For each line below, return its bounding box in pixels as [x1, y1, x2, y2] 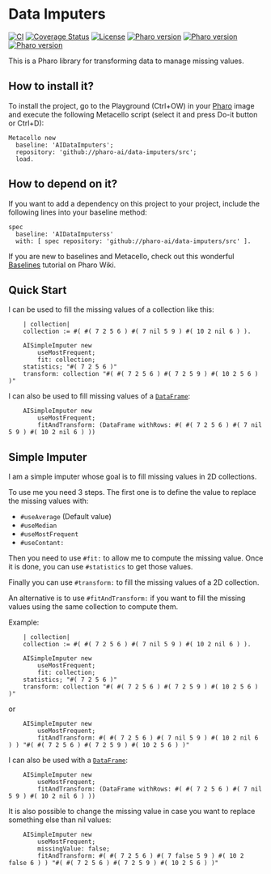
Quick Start [8, 283, 67, 296]
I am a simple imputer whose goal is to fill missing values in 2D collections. [8, 471, 257, 482]
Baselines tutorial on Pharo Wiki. [8, 260, 116, 270]
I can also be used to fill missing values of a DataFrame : [8, 391, 191, 401]
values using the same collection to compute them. [8, 602, 179, 612]
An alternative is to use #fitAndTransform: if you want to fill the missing [8, 593, 246, 603]
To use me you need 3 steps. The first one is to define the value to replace [8, 488, 256, 497]
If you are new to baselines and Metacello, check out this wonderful [8, 251, 235, 261]
